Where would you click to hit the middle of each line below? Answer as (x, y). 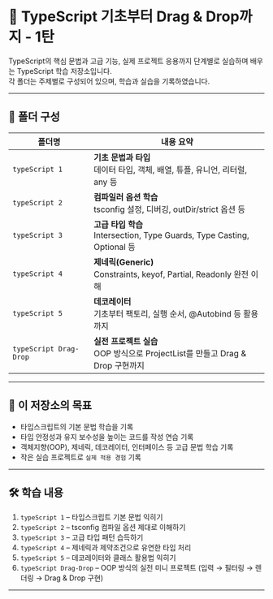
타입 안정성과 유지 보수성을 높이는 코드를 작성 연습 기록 (107, 437)
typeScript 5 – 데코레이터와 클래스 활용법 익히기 (98, 558)
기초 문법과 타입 (122, 157)
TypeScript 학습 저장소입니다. (64, 71)
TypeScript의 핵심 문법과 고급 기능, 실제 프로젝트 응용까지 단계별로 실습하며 (128, 61)
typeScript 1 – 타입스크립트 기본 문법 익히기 (91, 517)
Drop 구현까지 (119, 365)
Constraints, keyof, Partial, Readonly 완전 (171, 274)
